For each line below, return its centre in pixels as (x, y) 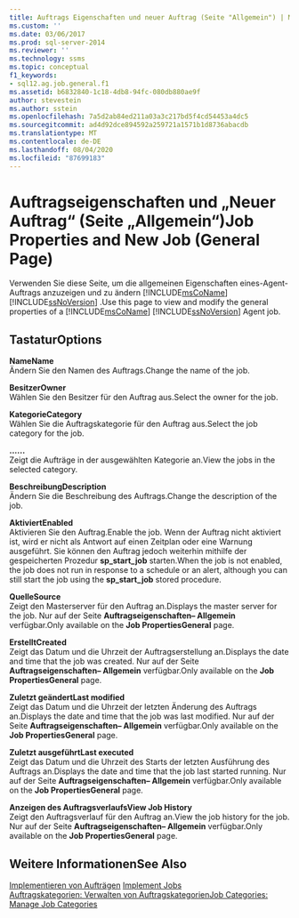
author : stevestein (45, 100)
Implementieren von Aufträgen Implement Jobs (96, 885)
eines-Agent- (264, 283)
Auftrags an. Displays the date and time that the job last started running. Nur (148, 771)
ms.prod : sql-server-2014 (57, 42)
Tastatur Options (56, 339)
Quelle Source (35, 597)
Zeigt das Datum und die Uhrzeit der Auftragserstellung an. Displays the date (149, 652)
